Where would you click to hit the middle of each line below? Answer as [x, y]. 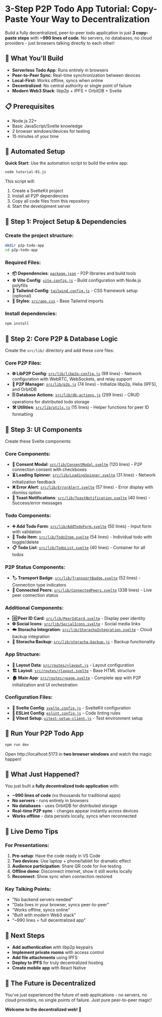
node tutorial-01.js [26, 172]
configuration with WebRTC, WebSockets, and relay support [72, 379]
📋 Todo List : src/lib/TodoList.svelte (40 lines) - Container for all [79, 547]
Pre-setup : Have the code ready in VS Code [56, 856]
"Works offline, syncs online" [41, 910]
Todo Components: [28, 516]
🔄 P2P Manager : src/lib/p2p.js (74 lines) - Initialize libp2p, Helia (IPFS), [84, 384]
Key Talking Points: [28, 889]
